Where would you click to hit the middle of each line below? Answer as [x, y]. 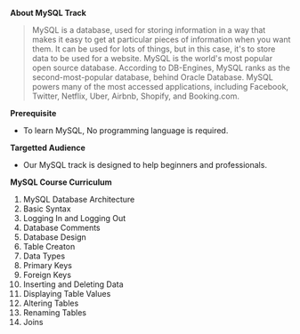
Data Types [44, 256]
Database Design [55, 237]
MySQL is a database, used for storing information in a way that [149, 30]
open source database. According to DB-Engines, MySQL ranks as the [161, 68]
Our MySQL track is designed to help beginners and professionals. [145, 165]
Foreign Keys [47, 275]
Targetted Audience [48, 147]
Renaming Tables [55, 313]
